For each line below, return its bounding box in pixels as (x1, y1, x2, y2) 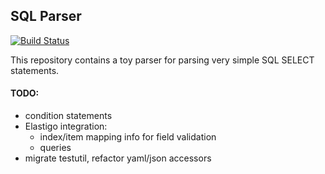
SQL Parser (10, 8, 82, 25)
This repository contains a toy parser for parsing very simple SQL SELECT (10, 54, 315, 66)
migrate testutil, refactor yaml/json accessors (24, 152, 212, 164)
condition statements (24, 110, 113, 122)
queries (39, 142, 72, 154)
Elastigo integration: (24, 120, 108, 133)
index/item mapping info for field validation (39, 131, 217, 143)
